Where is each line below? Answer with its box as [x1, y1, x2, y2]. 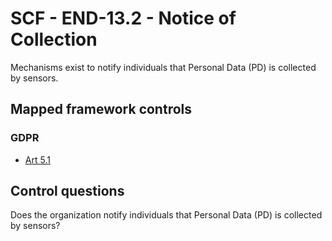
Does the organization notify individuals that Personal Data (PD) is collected [10, 209, 323, 221]
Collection [10, 28, 98, 51]
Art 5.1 [24, 153, 51, 166]
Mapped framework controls [10, 101, 193, 118]
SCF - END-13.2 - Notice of [10, 7, 237, 30]
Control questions [10, 183, 125, 200]
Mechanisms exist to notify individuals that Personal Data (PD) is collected [10, 61, 317, 73]
